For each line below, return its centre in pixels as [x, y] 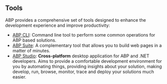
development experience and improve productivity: [58, 25]
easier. [19, 77]
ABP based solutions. [34, 40]
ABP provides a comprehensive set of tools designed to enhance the [76, 20]
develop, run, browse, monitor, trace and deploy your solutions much [83, 72]
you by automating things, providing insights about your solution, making [87, 66]
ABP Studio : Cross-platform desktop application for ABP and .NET [81, 56]
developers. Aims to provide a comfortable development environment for [87, 61]
